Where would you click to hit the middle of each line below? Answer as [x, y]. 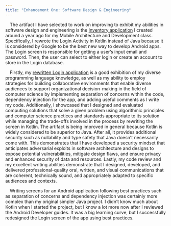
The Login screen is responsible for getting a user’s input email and [76, 52]
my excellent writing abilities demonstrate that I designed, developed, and [83, 164]
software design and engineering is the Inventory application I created [79, 30]
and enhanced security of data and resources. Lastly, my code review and [83, 159]
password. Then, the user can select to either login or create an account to [84, 57]
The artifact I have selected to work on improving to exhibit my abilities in [87, 24]
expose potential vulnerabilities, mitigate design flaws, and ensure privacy [83, 154]
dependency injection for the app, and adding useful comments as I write [82, 99]
